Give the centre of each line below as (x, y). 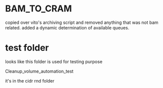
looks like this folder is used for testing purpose (54, 61)
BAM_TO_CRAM (39, 9)
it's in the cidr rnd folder (30, 81)
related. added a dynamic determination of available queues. (67, 27)
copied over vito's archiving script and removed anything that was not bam (82, 22)
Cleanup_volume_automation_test (39, 71)
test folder (27, 48)
